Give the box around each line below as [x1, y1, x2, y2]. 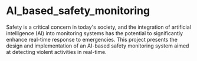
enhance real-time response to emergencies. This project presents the [6, 36, 178, 43]
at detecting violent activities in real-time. [6, 48, 107, 55]
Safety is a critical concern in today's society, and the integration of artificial [6, 23, 192, 30]
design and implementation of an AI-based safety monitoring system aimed [6, 42, 189, 49]
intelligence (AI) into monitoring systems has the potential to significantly [6, 29, 183, 36]
